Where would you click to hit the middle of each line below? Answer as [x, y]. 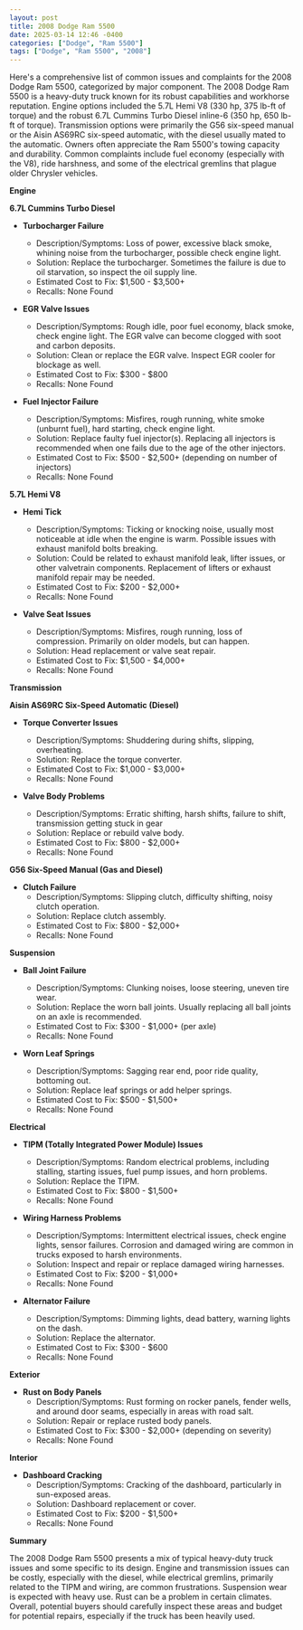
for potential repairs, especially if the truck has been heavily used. [133, 1616]
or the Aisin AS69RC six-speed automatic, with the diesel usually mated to [148, 135]
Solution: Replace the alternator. [96, 1338]
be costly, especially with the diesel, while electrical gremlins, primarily [142, 1578]
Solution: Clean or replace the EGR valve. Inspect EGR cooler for [156, 355]
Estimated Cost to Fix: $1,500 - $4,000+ [110, 660]
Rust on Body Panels [62, 1392]
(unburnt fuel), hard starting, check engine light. [125, 429]
